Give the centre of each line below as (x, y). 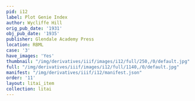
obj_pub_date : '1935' (33, 34)
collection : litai (29, 89)
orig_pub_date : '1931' (34, 28)
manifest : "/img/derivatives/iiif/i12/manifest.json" (74, 72)
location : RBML (25, 45)
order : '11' (21, 78)
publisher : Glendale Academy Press (50, 39)
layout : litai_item (30, 84)
